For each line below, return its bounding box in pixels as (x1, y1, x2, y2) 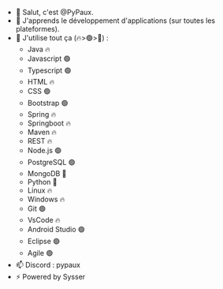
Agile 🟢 (27, 249, 54, 257)
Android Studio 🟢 (27, 225, 85, 234)
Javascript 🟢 (27, 54, 71, 63)
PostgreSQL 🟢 (27, 158, 76, 167)
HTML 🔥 (27, 77, 55, 86)
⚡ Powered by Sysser (15, 272, 86, 281)
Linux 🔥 (27, 186, 53, 195)
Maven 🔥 (27, 127, 58, 137)
